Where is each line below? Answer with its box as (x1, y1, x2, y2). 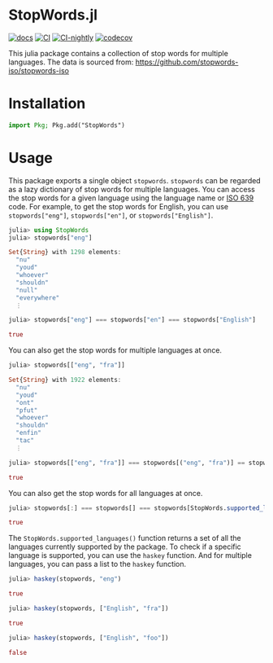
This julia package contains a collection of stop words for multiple (8, 48, 229, 58)
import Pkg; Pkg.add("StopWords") (8, 121, 126, 130)
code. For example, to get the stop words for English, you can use (8, 201, 229, 211)
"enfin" (15, 429, 42, 437)
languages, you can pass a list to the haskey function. (8, 560, 187, 569)
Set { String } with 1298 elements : (8, 248, 122, 257)
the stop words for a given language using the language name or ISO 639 (8, 193, 254, 203)
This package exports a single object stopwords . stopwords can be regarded (8, 175, 262, 185)
